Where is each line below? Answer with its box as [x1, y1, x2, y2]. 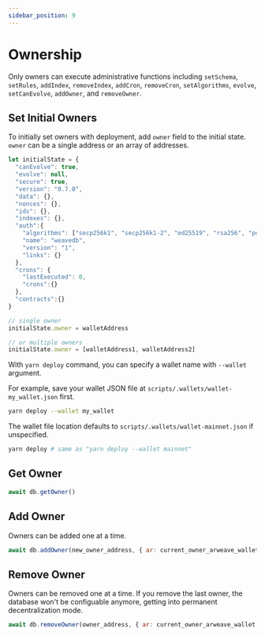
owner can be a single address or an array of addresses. [8, 140, 189, 150]
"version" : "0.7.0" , [15, 185, 83, 193]
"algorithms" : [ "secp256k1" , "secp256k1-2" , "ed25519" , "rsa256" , [22, 230, 245, 238]
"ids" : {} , [15, 207, 51, 215]
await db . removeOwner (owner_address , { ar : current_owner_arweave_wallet [8, 621, 256, 629]
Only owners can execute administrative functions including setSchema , [8, 72, 239, 81]
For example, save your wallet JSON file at [8, 383, 146, 393]
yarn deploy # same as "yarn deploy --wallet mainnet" [8, 445, 192, 454]
